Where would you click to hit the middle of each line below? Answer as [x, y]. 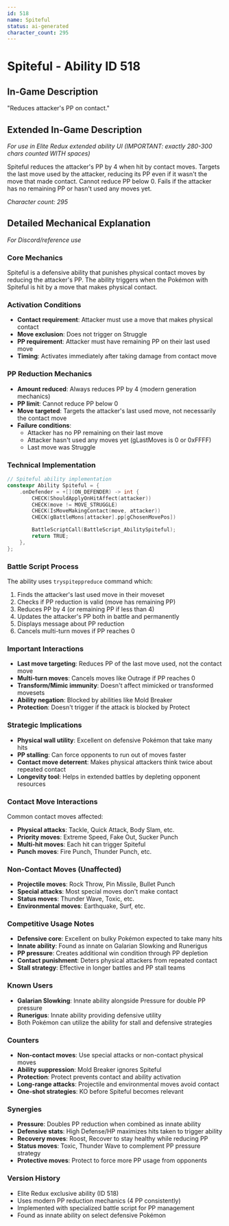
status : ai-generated [38, 26]
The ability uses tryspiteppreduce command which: [80, 581]
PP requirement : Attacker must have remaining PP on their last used [113, 342]
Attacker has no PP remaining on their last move [95, 432]
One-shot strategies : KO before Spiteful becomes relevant [100, 1092]
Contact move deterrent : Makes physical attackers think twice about [114, 762]
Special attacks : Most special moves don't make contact [97, 892]
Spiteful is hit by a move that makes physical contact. [82, 287]
